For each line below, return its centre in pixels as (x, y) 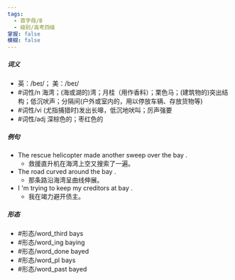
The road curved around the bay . (67, 172)
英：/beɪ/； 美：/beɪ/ (48, 83)
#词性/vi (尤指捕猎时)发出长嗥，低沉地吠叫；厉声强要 (95, 110)
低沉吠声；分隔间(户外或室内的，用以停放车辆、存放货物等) (117, 101)
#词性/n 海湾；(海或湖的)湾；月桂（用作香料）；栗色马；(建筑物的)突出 (120, 93)
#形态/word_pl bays (47, 260)
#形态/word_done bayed (53, 252)
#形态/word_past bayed (52, 269)
